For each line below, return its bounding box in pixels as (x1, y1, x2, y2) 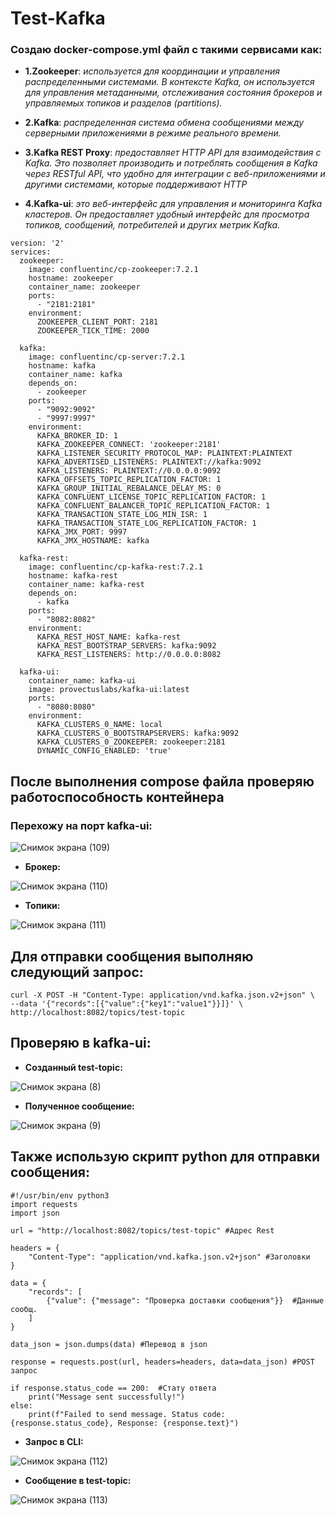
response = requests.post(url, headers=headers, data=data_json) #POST (10, 1357, 315, 1367)
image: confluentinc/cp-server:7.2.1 (28, 352, 186, 362)
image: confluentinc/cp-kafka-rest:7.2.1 (28, 562, 203, 572)
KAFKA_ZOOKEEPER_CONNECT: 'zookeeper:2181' (36, 440, 222, 450)
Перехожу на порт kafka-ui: (10, 818, 153, 832)
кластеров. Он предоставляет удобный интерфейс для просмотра (24, 208, 310, 221)
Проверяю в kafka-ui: (10, 1035, 152, 1052)
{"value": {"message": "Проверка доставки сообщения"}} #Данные (46, 1295, 325, 1306)
